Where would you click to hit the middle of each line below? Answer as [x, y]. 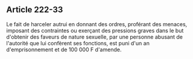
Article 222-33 [35, 10]
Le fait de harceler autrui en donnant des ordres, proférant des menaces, [97, 24]
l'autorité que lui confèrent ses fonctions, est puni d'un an [78, 43]
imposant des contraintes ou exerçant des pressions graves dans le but [95, 30]
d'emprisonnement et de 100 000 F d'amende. [64, 49]
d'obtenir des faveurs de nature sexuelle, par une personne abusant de [94, 37]
